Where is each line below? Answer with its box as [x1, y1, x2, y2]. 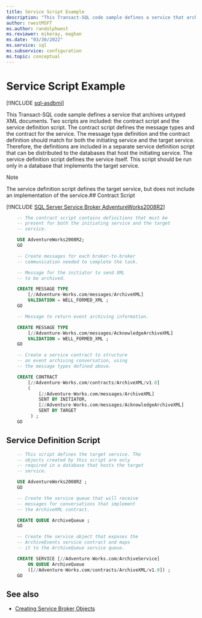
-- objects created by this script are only [17, 457, 130, 463]
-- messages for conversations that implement [17, 501, 136, 507]
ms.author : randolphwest [6, 25, 69, 32]
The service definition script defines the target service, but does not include [6, 185, 195, 192]
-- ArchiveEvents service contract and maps [17, 539, 130, 545]
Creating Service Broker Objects [14, 605, 95, 613]
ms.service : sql [6, 43, 47, 49]
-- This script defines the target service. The [17, 451, 141, 457]
